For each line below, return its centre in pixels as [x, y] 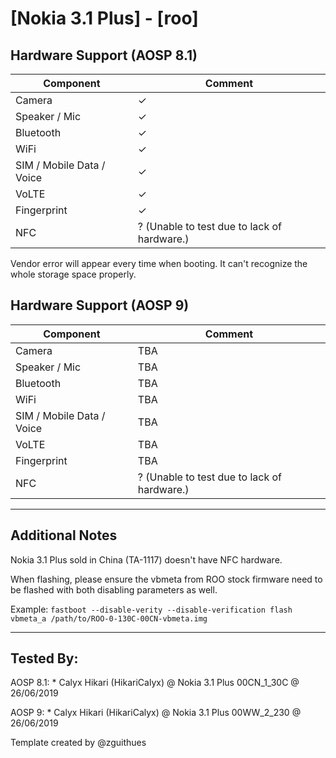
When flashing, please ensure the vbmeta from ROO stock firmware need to [166, 579]
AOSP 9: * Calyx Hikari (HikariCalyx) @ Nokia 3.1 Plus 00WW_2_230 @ [156, 713]
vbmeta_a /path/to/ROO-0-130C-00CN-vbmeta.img [109, 618]
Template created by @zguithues [78, 743]
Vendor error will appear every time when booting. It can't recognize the [159, 263]
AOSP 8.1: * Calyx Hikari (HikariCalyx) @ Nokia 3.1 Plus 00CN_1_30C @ [155, 683]
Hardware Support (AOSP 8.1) [104, 55]
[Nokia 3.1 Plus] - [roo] [104, 18]
